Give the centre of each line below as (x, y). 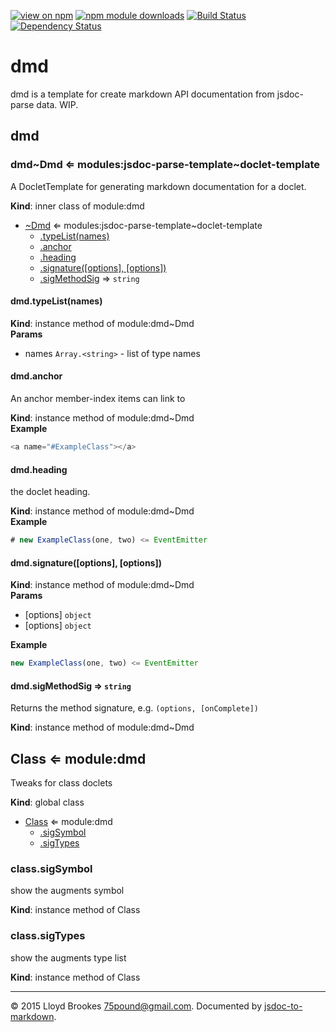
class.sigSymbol (51, 868)
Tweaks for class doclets (61, 783)
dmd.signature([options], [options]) (86, 562)
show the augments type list (68, 957)
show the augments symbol (67, 891)
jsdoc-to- (283, 1006)
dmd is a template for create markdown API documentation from (142, 94)
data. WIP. (57, 104)
